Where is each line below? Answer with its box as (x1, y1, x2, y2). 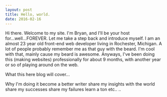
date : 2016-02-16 (5, 16, 41, 21)
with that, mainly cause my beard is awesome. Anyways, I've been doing (5, 51, 155, 57)
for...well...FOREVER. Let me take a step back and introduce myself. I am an (5, 35, 160, 41)
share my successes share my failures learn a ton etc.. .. (5, 87, 121, 93)
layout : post (5, 7, 32, 12)
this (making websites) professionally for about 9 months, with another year (5, 57, 161, 63)
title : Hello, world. (5, 12, 50, 17)
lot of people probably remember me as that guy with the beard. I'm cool (5, 46, 155, 52)
